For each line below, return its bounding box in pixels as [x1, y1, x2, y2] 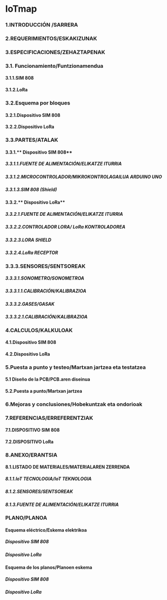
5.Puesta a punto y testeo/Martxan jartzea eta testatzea [5, 363, 146, 370]
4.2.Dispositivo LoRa [5, 351, 50, 357]
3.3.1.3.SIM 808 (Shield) [5, 187, 57, 193]
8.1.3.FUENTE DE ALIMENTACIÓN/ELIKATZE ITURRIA [5, 501, 119, 508]
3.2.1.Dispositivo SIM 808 [5, 112, 61, 118]
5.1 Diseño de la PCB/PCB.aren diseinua [5, 376, 90, 383]
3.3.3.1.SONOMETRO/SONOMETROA [5, 275, 85, 281]
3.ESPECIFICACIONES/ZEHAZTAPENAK [5, 48, 106, 56]
